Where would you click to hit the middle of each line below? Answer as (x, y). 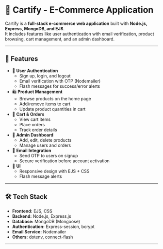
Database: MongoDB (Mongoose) (46, 221)
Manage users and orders (45, 145)
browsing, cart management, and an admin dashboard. (60, 39)
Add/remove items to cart (45, 104)
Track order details (38, 130)
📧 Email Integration (32, 150)
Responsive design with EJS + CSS (54, 171)
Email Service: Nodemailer (39, 231)
